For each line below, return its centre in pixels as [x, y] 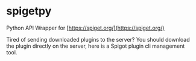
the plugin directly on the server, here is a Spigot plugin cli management [96, 46]
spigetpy [29, 11]
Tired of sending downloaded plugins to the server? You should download [98, 39]
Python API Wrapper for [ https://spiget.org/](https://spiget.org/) [85, 28]
